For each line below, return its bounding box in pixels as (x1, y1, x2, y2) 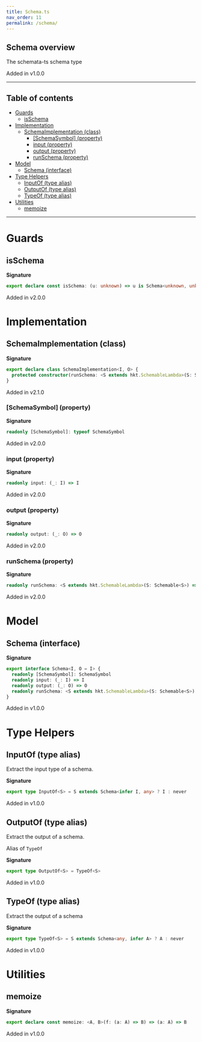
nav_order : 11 (6, 14, 42, 20)
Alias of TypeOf (6, 845, 43, 852)
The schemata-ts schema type (6, 58, 82, 66)
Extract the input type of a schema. (6, 765, 94, 773)
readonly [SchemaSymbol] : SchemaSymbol (11, 671, 112, 677)
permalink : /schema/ (6, 20, 58, 26)
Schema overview (6, 42, 75, 52)
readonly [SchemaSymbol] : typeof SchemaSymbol (6, 428, 125, 435)
